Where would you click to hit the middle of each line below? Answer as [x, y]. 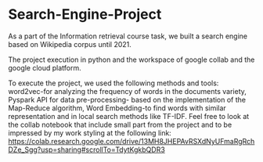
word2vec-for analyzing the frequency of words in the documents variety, [127, 91]
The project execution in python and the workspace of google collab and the [131, 59]
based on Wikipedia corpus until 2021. [70, 44]
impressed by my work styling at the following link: [90, 133]
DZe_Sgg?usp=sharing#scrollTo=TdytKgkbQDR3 [87, 149]
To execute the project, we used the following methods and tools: [113, 83]
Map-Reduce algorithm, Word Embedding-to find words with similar [117, 108]
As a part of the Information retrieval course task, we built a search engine [128, 36]
